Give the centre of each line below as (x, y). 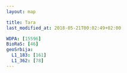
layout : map (21, 12)
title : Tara (21, 22)
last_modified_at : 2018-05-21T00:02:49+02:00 (63, 28)
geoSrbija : (20, 50)
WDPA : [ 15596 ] (24, 39)
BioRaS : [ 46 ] (22, 44)
